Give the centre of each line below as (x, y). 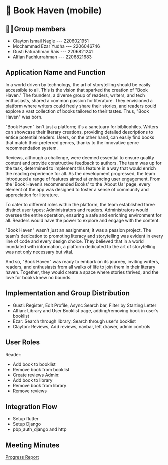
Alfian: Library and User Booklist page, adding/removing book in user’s (86, 310)
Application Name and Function (56, 73)
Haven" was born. (24, 117)
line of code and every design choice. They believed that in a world (75, 241)
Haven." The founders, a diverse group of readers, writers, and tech (75, 95)
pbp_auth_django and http (39, 429)
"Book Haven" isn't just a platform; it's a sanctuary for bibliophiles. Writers (82, 126)
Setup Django (27, 424)
